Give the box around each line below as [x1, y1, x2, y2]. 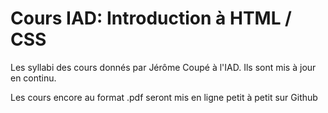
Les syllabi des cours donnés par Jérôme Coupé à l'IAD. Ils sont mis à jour [10, 61, 317, 73]
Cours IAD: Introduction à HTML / [10, 7, 292, 30]
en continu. [10, 72, 57, 84]
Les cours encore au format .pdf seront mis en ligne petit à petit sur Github [10, 91, 318, 103]
